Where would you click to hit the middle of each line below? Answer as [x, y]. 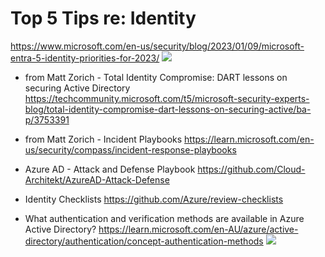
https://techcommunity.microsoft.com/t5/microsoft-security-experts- [167, 98]
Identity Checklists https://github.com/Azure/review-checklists [154, 199]
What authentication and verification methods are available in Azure [164, 218]
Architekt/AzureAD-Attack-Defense [97, 179]
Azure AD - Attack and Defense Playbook [110, 169]
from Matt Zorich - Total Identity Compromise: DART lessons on [156, 77]
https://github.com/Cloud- [251, 169]
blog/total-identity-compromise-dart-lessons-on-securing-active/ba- [168, 109]
